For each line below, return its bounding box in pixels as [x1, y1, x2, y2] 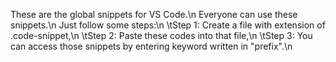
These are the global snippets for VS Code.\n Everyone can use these [10, 9, 298, 20]
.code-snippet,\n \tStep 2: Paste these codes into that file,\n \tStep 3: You [10, 30, 313, 41]
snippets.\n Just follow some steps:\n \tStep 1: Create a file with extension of [10, 19, 326, 31]
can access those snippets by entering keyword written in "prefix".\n [10, 40, 293, 52]
